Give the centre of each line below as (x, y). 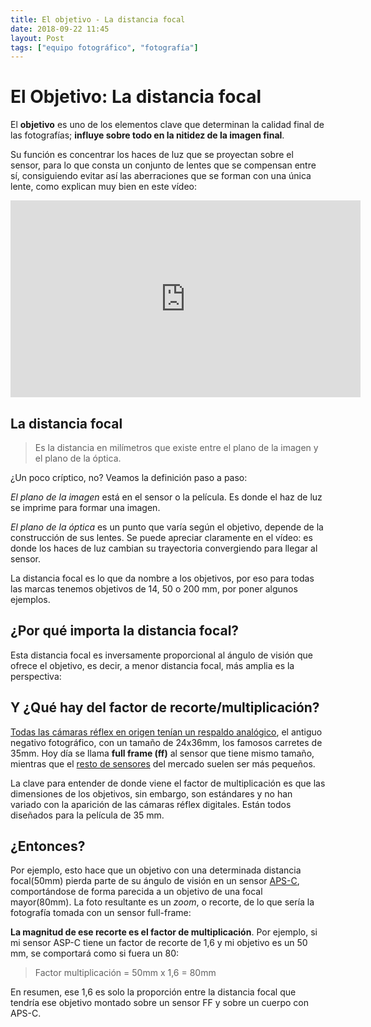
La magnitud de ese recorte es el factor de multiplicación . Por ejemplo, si (164, 932)
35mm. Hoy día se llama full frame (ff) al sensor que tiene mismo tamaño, (162, 753)
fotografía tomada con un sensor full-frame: (101, 913)
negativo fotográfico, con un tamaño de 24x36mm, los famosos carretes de (166, 742)
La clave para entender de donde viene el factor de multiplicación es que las (168, 783)
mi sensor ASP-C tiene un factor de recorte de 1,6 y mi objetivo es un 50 (159, 943)
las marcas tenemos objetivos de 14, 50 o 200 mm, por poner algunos (154, 589)
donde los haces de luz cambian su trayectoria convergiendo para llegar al (164, 548)
